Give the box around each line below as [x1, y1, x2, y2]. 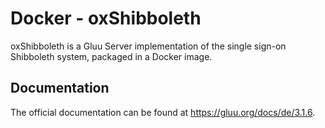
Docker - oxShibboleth [10, 7, 202, 30]
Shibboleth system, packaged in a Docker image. [10, 50, 213, 62]
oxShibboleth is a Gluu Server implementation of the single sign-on [10, 40, 287, 52]
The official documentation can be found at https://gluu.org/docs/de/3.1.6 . [10, 106, 316, 118]
